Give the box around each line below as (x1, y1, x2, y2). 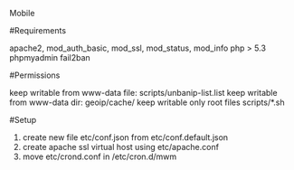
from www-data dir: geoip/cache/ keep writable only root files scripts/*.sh (9, 97, 285, 108)
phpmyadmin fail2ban (9, 52, 90, 62)
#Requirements (9, 25, 66, 35)
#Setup (9, 115, 37, 125)
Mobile (9, 8, 35, 18)
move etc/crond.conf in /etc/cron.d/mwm (22, 151, 177, 162)
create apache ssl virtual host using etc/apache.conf (22, 142, 220, 152)
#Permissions (9, 70, 61, 80)
